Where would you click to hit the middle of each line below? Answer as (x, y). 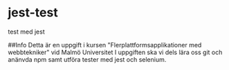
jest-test (33, 13)
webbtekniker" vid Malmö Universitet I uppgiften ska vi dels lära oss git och (115, 52)
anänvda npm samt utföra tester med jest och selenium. (87, 59)
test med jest (26, 32)
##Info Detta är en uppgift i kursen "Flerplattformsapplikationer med (105, 45)
